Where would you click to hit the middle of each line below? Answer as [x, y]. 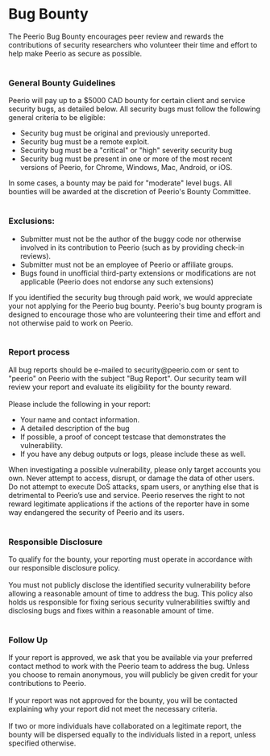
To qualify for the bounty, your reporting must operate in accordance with [131, 559]
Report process [39, 352]
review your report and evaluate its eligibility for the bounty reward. [120, 387]
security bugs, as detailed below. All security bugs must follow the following [134, 109]
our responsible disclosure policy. [64, 568]
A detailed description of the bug [75, 428]
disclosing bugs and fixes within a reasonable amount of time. [111, 611]
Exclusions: [31, 221]
